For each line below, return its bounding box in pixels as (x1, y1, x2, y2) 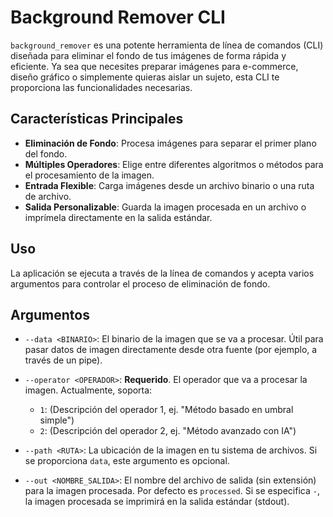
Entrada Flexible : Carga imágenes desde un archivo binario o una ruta (24, 179, 315, 191)
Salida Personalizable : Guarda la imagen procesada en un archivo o (24, 201, 307, 213)
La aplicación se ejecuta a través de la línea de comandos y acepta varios (10, 267, 315, 279)
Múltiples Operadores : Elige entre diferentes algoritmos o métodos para (24, 158, 324, 170)
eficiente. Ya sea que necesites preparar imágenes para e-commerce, (10, 60, 299, 72)
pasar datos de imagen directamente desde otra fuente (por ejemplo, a (24, 344, 318, 356)
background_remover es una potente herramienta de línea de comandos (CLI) (10, 39, 324, 51)
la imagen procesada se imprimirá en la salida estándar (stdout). (24, 496, 290, 508)
